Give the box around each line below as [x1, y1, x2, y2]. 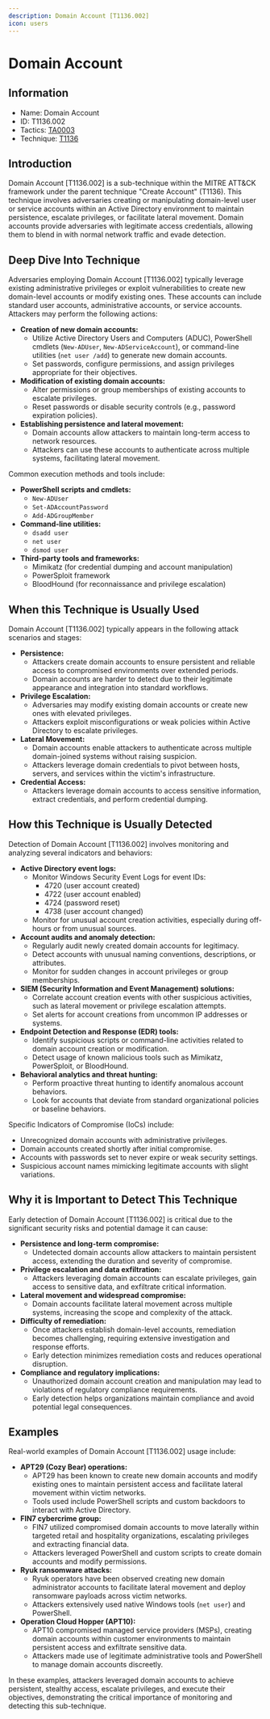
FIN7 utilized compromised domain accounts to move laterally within [31, 1523, 260, 1532]
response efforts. [31, 1342, 90, 1351]
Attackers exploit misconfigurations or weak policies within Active [31, 717, 251, 727]
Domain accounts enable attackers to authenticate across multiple [31, 743, 252, 752]
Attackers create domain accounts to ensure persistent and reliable [31, 656, 255, 667]
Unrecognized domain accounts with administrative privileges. [19, 1135, 228, 1144]
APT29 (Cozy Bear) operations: [19, 1462, 127, 1472]
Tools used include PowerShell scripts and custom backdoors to [31, 1497, 246, 1506]
